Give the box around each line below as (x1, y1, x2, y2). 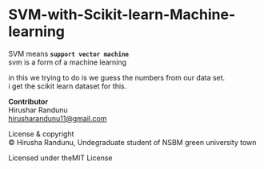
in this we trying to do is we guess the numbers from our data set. (8, 73, 226, 82)
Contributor (8, 96, 49, 106)
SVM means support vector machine (8, 49, 130, 58)
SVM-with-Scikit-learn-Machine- (8, 6, 236, 24)
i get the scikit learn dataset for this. (8, 81, 127, 91)
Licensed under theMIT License (8, 153, 113, 163)
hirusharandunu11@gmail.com (8, 113, 107, 123)
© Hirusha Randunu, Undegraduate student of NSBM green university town (8, 137, 257, 147)
